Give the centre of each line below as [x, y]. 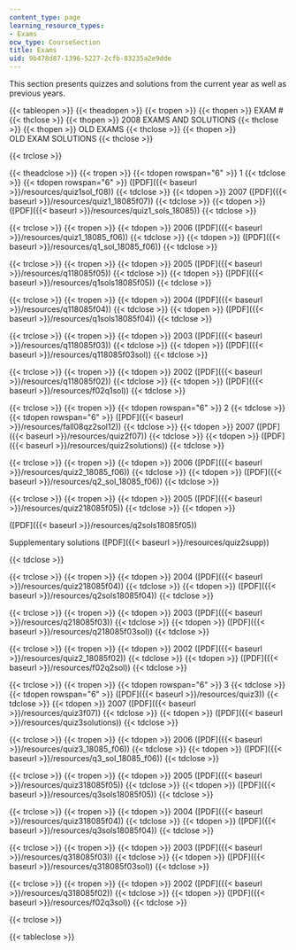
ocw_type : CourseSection [55, 42]
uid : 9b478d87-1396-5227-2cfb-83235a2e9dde [91, 58]
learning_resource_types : [57, 26]
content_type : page [45, 17]
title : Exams [33, 51]
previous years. [38, 93]
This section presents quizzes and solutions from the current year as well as [148, 84]
